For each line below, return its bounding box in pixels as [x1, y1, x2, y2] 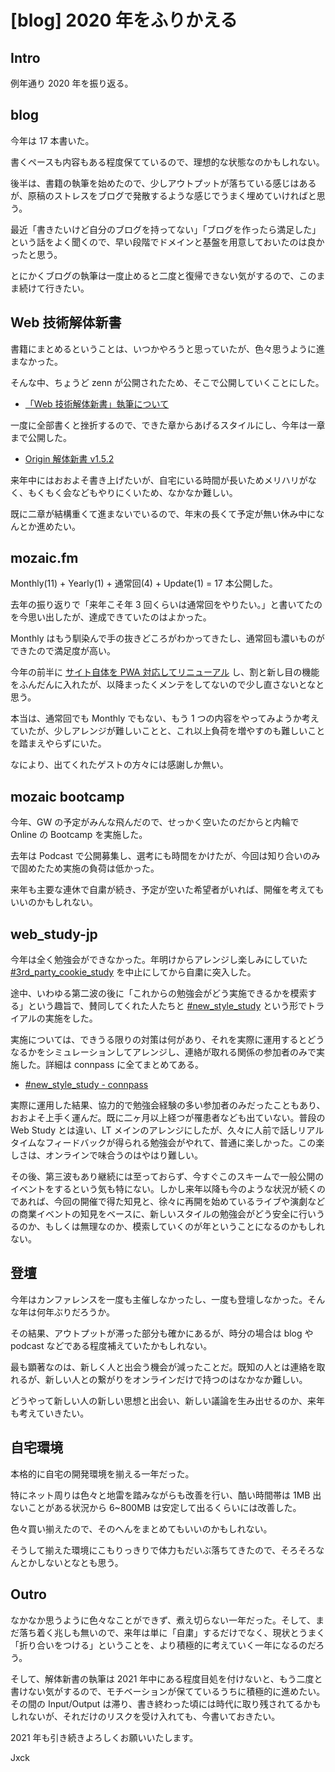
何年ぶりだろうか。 [36, 1306, 115, 1318]
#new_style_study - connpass [24, 1079, 149, 1091]
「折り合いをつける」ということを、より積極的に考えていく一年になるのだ [10, 1639, 317, 1651]
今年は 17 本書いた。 [10, 134, 95, 146]
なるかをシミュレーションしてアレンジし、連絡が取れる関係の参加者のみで [10, 1046, 317, 1058]
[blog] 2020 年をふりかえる [10, 9, 238, 32]
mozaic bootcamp [10, 788, 125, 805]
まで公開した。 [10, 431, 72, 443]
